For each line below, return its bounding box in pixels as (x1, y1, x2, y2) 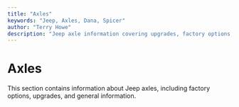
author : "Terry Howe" (7, 23, 72, 30)
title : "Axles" (7, 10, 53, 18)
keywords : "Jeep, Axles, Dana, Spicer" (7, 17, 126, 24)
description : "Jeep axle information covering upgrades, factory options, (7, 30, 234, 38)
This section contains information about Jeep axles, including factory (7, 84, 211, 93)
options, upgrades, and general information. (7, 91, 137, 100)
